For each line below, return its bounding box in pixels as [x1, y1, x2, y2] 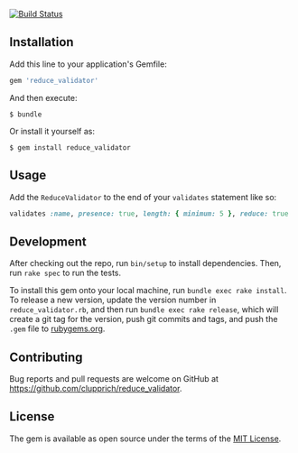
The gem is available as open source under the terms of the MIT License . [9, 433, 282, 444]
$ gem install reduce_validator [9, 143, 131, 153]
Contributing [9, 349, 83, 365]
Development [9, 234, 88, 249]
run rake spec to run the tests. [9, 267, 122, 279]
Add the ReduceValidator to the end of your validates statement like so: [9, 191, 277, 202]
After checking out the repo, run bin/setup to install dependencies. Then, [9, 258, 282, 269]
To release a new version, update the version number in [9, 294, 217, 306]
